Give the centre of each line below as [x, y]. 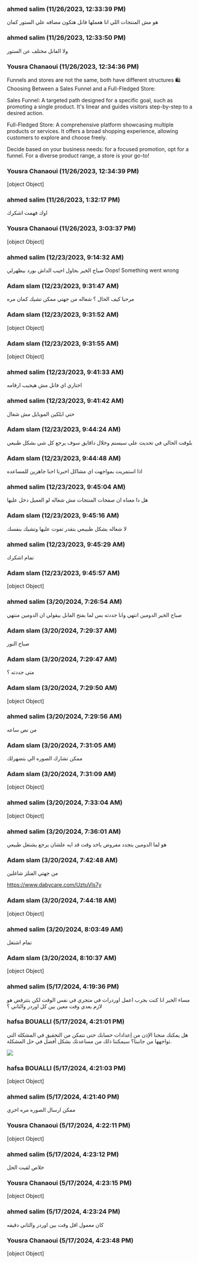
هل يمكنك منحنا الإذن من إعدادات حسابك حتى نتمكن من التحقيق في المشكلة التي [97, 1035]
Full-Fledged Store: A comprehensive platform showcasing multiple [90, 125]
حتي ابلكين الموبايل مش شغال [41, 414]
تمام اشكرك [20, 557]
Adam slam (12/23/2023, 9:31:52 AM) [63, 315]
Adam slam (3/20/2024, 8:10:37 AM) [62, 958]
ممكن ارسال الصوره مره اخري [41, 1110]
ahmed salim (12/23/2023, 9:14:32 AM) [65, 257]
